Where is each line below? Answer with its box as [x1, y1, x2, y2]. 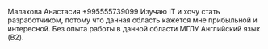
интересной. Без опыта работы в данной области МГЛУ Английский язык [7, 24, 261, 33]
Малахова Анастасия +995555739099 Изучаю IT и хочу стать [7, 7, 220, 16]
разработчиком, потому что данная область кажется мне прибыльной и [7, 15, 258, 25]
